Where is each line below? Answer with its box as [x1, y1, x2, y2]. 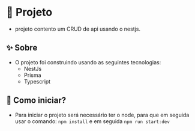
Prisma [23, 72, 41, 79]
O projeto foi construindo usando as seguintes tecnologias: [14, 58, 161, 65]
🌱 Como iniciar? [6, 96, 67, 106]
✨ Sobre [6, 43, 38, 53]
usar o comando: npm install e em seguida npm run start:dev [14, 117, 170, 125]
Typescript [23, 78, 51, 85]
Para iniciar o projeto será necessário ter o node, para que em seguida [14, 111, 190, 118]
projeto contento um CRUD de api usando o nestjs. [14, 25, 141, 32]
